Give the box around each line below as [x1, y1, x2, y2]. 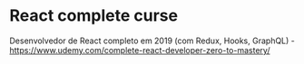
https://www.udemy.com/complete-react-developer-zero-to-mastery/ [9, 44, 270, 55]
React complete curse [9, 5, 179, 26]
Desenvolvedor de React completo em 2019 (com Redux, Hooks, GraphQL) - [9, 35, 295, 46]
